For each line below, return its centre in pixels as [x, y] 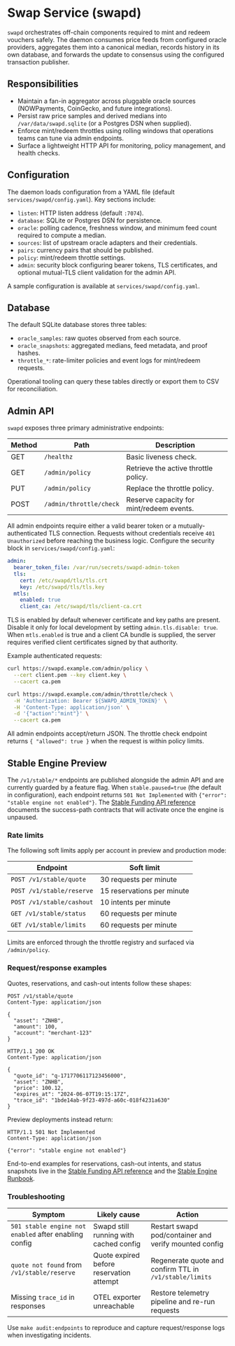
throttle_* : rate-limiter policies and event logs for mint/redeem [109, 360]
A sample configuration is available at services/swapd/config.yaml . [104, 286]
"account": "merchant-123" [53, 1033]
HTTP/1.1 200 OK [31, 1051]
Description [175, 445]
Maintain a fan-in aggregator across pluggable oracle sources [106, 101]
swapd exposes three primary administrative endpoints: [86, 428]
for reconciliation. [33, 389]
